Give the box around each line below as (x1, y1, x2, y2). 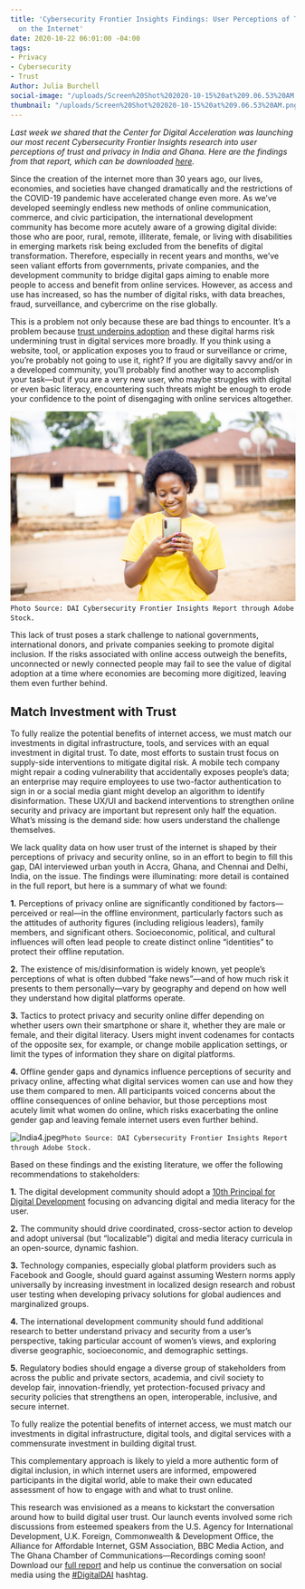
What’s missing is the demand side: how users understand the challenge (10, 814, 281, 825)
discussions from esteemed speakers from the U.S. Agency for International (10, 1521, 293, 1532)
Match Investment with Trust (10, 703, 177, 720)
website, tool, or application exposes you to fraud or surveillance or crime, (10, 344, 288, 355)
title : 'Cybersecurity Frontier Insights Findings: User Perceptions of (10, 15, 291, 24)
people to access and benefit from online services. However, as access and (10, 279, 293, 290)
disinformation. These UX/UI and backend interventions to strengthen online (10, 795, 295, 806)
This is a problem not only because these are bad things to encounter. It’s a (10, 315, 291, 326)
